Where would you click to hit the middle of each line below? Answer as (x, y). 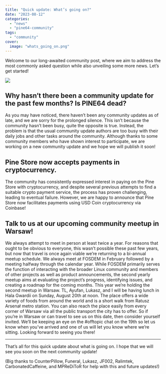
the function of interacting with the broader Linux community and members (82, 269)
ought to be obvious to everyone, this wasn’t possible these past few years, (82, 248)
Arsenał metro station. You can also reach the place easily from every (76, 306)
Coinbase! (16, 208)
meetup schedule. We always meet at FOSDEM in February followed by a (80, 259)
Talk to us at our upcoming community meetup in (82, 223)
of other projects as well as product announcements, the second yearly (78, 275)
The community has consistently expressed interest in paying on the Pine (80, 182)
